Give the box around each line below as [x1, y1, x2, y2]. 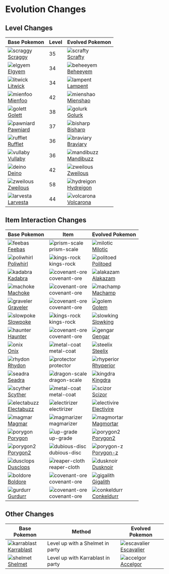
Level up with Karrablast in [47, 554, 110, 561]
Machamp [92, 289, 116, 296]
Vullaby [8, 155, 26, 162]
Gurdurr [8, 493, 27, 500]
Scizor [92, 391, 107, 398]
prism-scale [49, 246, 79, 253]
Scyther [8, 391, 27, 398]
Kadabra [8, 274, 28, 281]
